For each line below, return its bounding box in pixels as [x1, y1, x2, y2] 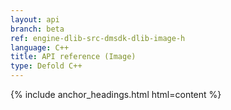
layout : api [10, 14, 60, 25]
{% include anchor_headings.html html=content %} [10, 89, 222, 100]
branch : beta [10, 24, 65, 34]
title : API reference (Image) [10, 52, 137, 62]
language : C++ [10, 42, 70, 53]
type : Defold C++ [10, 61, 83, 71]
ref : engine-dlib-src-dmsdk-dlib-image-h [10, 33, 186, 43]
